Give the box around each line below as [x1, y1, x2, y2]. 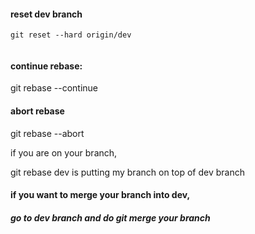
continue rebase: [10, 60, 83, 72]
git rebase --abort [10, 127, 85, 139]
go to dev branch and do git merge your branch [10, 211, 211, 224]
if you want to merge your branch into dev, [10, 189, 191, 201]
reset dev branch [10, 8, 83, 20]
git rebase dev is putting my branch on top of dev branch [10, 166, 245, 178]
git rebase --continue [10, 82, 98, 94]
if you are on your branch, [10, 146, 118, 159]
